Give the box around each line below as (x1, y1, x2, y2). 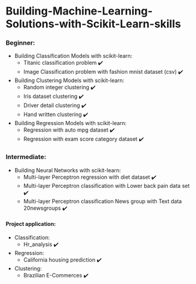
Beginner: (5, 39, 36, 47)
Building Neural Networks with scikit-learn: (14, 166, 121, 173)
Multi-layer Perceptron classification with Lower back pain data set (23, 182, 190, 189)
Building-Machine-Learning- (5, 4, 153, 18)
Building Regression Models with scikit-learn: (14, 120, 127, 127)
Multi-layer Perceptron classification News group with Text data (23, 198, 182, 205)
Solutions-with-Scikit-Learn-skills (5, 17, 182, 31)
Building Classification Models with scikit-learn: (14, 53, 133, 60)
